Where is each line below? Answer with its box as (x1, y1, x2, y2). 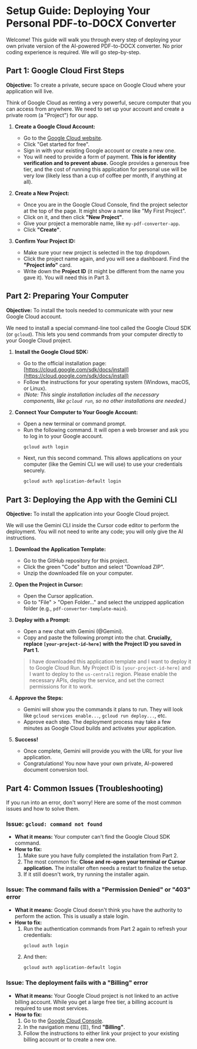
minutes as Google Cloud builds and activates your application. (23, 724, 176, 732)
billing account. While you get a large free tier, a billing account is (14, 998, 173, 1005)
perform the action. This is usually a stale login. (14, 912, 129, 919)
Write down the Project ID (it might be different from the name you (23, 267, 185, 274)
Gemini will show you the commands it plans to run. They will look (23, 706, 183, 713)
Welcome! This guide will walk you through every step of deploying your (6, 36, 181, 43)
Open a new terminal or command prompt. (23, 420, 126, 427)
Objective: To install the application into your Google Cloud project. (6, 511, 170, 518)
